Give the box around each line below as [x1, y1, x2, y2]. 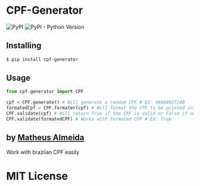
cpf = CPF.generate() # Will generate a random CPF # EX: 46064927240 [6, 100, 185, 106]
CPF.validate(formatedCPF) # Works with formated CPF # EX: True [6, 116, 171, 122]
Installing [6, 41, 42, 51]
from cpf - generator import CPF [6, 89, 84, 95]
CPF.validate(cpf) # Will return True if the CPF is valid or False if [6, 111, 187, 117]
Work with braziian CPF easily [6, 148, 80, 156]
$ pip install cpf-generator [6, 56, 79, 63]
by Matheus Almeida [6, 132, 85, 143]
